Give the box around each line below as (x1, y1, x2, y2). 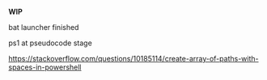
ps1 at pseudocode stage (8, 38, 93, 48)
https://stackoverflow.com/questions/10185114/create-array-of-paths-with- (8, 54, 259, 63)
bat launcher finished (8, 23, 79, 32)
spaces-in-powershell (8, 62, 83, 72)
